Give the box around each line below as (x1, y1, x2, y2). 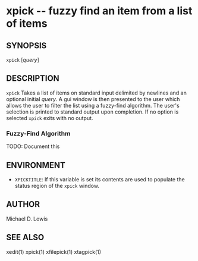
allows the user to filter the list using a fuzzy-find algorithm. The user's (6, 102, 180, 109)
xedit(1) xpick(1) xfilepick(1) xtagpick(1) (6, 248, 102, 255)
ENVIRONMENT (6, 160, 65, 170)
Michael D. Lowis (6, 215, 48, 222)
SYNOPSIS (6, 40, 47, 51)
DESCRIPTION (6, 73, 59, 84)
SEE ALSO (6, 232, 45, 243)
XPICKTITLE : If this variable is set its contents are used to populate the (14, 175, 186, 183)
